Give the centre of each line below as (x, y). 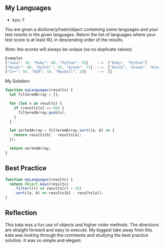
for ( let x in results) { (36, 104)
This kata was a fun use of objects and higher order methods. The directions (82, 225)
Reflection (21, 213)
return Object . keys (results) (39, 184)
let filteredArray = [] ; (35, 95)
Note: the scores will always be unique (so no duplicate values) (69, 49)
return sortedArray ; (30, 149)
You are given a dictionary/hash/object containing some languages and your (82, 29)
